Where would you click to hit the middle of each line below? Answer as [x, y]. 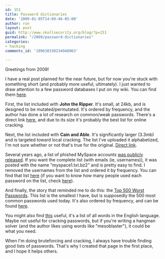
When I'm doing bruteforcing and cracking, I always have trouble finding [78, 241]
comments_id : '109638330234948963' [42, 51]
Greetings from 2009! [27, 69]
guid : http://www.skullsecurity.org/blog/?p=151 [56, 32]
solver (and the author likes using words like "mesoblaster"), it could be [78, 226]
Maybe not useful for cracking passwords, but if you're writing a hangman [80, 221]
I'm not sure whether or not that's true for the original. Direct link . [71, 145]
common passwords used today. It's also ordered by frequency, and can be [82, 200]
